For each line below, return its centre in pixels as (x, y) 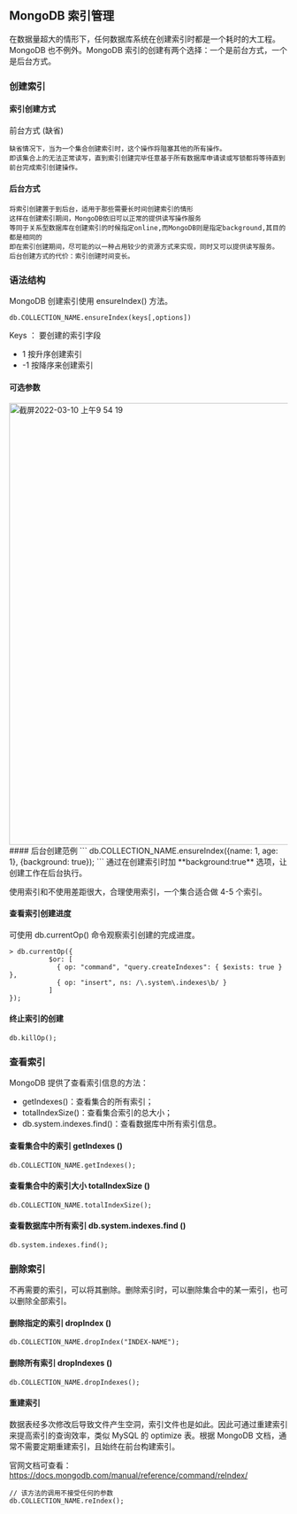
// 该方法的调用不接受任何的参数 (61, 1493)
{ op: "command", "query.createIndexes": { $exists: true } (169, 967)
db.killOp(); (33, 1038)
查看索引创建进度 (40, 913)
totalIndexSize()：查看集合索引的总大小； (97, 1113)
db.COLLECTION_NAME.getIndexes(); (73, 1165)
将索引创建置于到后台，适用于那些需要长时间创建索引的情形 (101, 210)
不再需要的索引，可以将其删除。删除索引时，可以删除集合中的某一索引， (141, 1290)
